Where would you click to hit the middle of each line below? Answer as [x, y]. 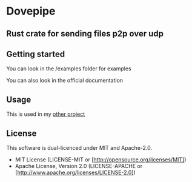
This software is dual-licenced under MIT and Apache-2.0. [79, 148]
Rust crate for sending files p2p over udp [85, 34]
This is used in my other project [46, 114]
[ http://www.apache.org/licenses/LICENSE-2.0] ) [75, 173]
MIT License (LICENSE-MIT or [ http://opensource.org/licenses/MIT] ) [101, 160]
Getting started [36, 54]
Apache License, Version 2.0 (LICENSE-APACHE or [79, 166]
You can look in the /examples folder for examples [69, 69]
